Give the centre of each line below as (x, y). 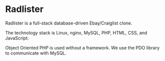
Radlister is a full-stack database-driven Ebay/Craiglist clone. (69, 23)
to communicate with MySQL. (36, 53)
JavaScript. (17, 38)
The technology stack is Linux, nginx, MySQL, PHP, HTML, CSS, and (76, 32)
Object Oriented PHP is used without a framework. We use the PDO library (82, 47)
